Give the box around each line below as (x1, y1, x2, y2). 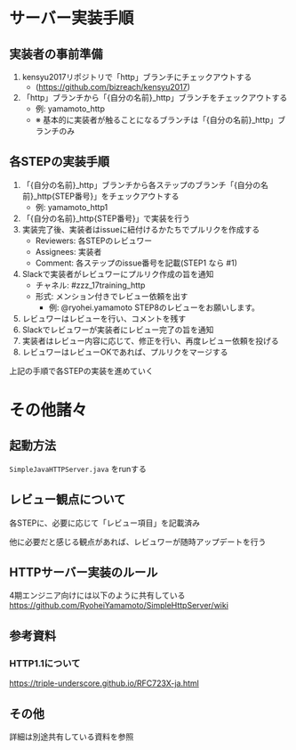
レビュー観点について (9, 492, 126, 508)
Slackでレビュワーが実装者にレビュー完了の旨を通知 (21, 324, 214, 335)
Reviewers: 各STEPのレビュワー (35, 235, 153, 246)
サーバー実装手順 (9, 8, 134, 29)
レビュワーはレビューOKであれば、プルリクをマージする (21, 346, 228, 357)
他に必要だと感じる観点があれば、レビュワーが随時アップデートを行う (9, 536, 267, 547)
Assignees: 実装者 (35, 246, 102, 257)
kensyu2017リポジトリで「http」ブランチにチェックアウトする (21, 72, 252, 82)
